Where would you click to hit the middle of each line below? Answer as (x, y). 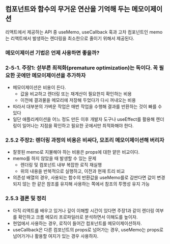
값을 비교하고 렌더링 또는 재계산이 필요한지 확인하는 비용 (76, 94)
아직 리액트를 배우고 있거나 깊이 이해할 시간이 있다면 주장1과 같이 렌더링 (83, 210)
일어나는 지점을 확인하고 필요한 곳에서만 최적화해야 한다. (78, 126)
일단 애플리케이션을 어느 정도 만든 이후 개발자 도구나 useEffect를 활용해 (84, 119)
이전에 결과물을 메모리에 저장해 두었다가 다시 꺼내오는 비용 (78, 100)
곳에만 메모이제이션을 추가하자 (51, 75)
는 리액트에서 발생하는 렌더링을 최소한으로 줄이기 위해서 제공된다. (70, 38)
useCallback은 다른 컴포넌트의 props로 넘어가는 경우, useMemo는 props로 (88, 229)
